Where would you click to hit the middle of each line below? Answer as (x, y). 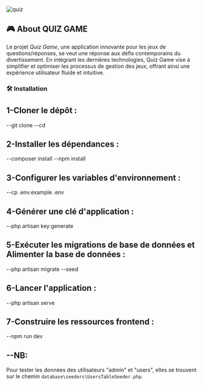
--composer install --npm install (46, 159)
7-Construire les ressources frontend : (80, 322)
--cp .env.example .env (35, 192)
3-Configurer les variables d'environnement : (94, 178)
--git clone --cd (26, 125)
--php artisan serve (31, 302)
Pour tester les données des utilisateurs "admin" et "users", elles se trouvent (101, 370)
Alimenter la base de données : (66, 255)
